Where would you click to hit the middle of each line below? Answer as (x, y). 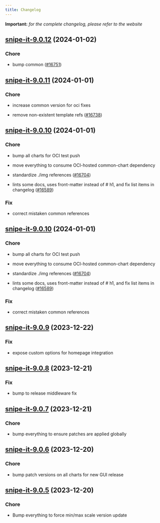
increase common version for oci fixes (51, 105)
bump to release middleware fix (45, 393)
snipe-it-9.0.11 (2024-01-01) (50, 80)
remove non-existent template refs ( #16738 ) (57, 115)
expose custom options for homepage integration (63, 353)
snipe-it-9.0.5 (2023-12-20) (50, 490)
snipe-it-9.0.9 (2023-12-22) (50, 328)
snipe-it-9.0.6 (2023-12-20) (50, 450)
